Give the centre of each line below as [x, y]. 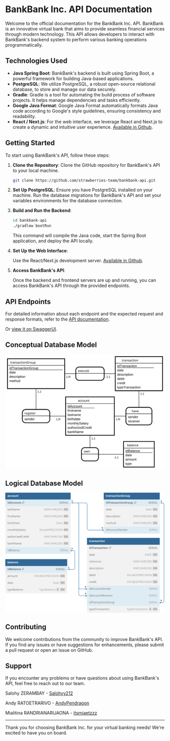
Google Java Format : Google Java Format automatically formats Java [85, 105]
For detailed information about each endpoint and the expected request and [84, 314]
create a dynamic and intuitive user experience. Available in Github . [83, 127]
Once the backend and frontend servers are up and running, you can [84, 280]
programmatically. [24, 45]
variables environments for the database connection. [68, 201]
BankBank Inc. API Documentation [79, 9]
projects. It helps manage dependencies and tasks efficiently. [77, 100]
